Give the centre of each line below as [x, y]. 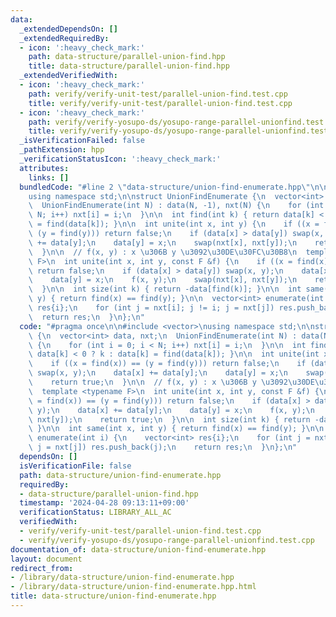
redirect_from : [42, 568]
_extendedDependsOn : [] [68, 29]
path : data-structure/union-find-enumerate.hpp [120, 475]
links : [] [49, 177]
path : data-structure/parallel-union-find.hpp [127, 57]
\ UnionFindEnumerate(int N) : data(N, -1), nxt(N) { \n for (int [176, 206]
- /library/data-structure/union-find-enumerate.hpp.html [133, 587]
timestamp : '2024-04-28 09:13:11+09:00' [104, 503]
